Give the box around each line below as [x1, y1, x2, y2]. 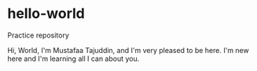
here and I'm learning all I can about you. [7, 54, 140, 63]
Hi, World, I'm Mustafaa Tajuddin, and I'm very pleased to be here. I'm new [7, 45, 249, 55]
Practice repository [7, 30, 70, 40]
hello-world [7, 5, 86, 23]
